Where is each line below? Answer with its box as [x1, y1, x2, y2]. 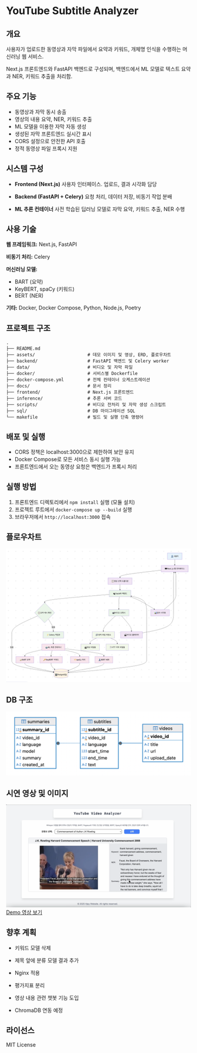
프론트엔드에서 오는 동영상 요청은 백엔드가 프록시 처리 [14, 463, 137, 470]
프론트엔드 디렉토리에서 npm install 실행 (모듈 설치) [14, 498, 135, 505]
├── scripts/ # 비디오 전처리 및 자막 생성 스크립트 [6, 402, 167, 408]
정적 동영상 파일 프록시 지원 [14, 145, 78, 152]
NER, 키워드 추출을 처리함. [12, 73, 73, 80]
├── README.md [6, 346, 41, 352]
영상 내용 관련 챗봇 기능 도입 [14, 994, 79, 1001]
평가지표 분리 [14, 981, 45, 988]
